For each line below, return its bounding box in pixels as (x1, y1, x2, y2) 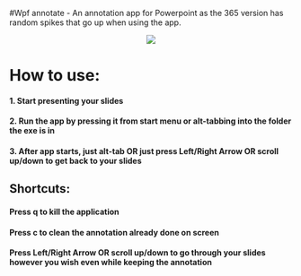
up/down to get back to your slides (9, 155, 142, 166)
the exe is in (9, 125, 56, 136)
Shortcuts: (9, 181, 70, 196)
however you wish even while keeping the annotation (9, 257, 213, 268)
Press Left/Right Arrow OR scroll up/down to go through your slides (9, 247, 267, 258)
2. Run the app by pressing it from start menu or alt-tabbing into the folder (9, 116, 292, 126)
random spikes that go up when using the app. (9, 17, 181, 28)
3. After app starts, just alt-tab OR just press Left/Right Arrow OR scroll (9, 145, 279, 156)
